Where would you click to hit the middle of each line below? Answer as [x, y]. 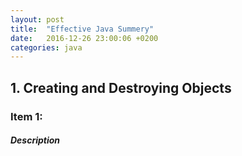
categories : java [46, 47]
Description [35, 140]
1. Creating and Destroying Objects [121, 87]
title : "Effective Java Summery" [82, 29]
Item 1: [26, 116]
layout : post [37, 19]
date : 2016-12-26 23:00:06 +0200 [84, 38]
